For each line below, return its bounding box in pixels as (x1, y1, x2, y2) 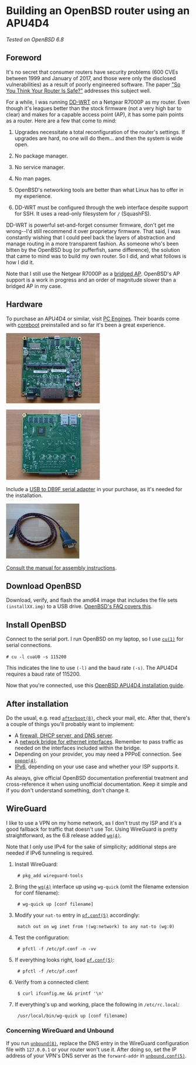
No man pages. (14, 174, 51, 182)
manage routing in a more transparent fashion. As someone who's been (6, 240, 179, 247)
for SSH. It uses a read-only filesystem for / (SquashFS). (14, 210, 152, 217)
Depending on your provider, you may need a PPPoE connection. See (14, 751, 182, 758)
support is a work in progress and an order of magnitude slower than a (6, 276, 177, 283)
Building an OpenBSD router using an (6, 4, 190, 18)
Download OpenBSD (6, 581, 82, 591)
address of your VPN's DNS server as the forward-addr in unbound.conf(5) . (6, 1052, 187, 1059)
